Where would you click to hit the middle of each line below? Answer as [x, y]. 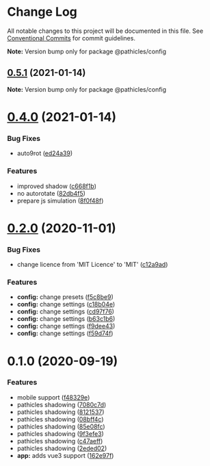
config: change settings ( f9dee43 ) [66, 326]
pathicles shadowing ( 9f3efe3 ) [60, 433]
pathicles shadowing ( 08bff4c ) [60, 419]
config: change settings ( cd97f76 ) [66, 311]
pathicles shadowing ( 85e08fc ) [61, 426]
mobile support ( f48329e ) [53, 397]
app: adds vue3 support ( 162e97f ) [65, 455]
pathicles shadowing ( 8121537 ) [61, 412]
